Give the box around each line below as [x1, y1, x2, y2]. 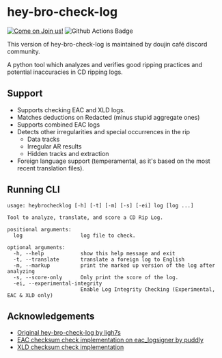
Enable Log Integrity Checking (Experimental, [80, 285, 215, 293]
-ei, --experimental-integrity [13, 280, 102, 287]
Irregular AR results [27, 142, 82, 151]
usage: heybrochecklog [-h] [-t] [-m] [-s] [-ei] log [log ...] [7, 202, 194, 209]
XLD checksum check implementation [16, 343, 124, 351]
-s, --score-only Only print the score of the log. [13, 274, 179, 281]
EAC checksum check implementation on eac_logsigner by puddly [16, 336, 204, 344]
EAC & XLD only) [7, 292, 53, 298]
